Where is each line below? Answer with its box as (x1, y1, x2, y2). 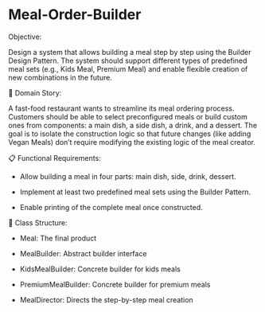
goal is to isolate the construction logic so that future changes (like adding (8, 129, 251, 138)
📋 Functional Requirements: (8, 153, 101, 162)
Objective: (8, 32, 42, 41)
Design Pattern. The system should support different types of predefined (8, 56, 247, 65)
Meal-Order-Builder (8, 6, 142, 24)
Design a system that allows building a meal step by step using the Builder (8, 47, 251, 57)
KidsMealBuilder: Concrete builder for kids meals (19, 264, 181, 274)
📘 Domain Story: (8, 88, 62, 97)
